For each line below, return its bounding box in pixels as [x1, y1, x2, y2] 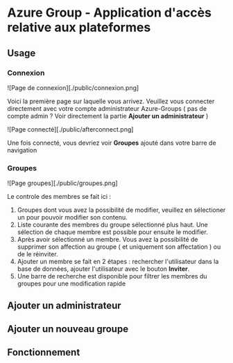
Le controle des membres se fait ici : [7, 193, 112, 201]
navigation [7, 145, 37, 154]
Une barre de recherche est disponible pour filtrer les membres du [17, 272, 207, 281]
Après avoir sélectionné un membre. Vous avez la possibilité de [17, 236, 199, 244]
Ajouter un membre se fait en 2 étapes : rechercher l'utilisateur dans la [17, 258, 219, 266]
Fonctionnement [7, 346, 80, 358]
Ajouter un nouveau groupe [7, 323, 129, 335]
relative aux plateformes [7, 19, 151, 35]
